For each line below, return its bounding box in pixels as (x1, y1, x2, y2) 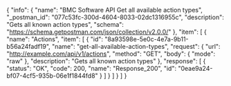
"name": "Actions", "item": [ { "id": (6, 35, 104, 43)
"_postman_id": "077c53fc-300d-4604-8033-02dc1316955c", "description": (6, 13, 224, 21)
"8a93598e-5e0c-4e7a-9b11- (104, 35, 189, 43)
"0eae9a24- (178, 65, 213, 72)
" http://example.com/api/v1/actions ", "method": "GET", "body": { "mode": (6, 50, 216, 58)
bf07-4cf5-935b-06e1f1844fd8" (6, 72, 98, 80)
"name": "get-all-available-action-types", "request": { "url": (52, 43, 221, 50)
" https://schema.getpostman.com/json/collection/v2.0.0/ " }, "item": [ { (6, 28, 207, 36)
